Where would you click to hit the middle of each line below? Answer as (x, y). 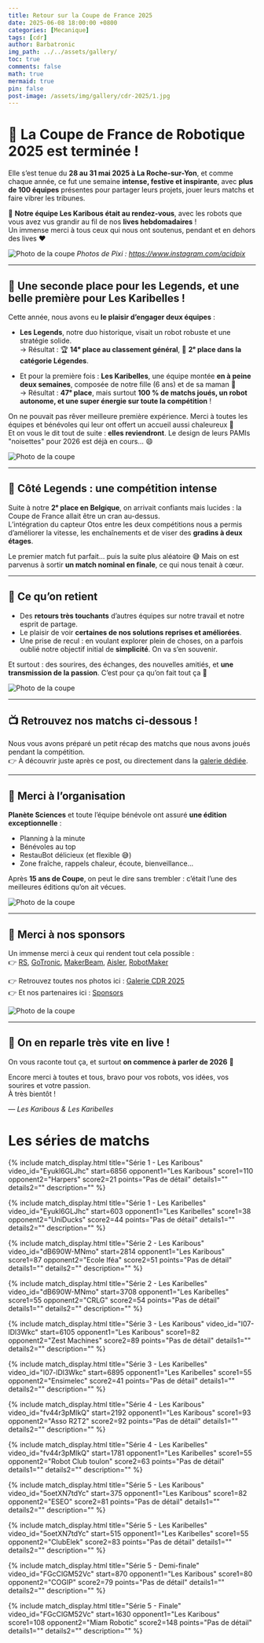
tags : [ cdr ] (27, 37)
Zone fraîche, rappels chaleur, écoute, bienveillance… (106, 864)
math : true (26, 74)
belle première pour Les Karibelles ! (97, 298)
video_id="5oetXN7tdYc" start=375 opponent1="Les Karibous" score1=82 (128, 1493)
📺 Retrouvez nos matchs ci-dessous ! (103, 721)
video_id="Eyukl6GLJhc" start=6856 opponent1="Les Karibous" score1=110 (131, 1171)
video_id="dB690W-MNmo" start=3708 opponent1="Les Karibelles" (119, 1292)
